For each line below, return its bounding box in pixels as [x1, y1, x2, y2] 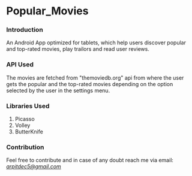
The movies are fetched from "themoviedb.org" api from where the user [6, 74, 184, 81]
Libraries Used [6, 102, 50, 110]
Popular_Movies [6, 4, 89, 18]
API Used [6, 60, 34, 69]
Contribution [6, 143, 44, 151]
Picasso [14, 116, 35, 123]
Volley [14, 122, 31, 129]
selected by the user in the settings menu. [6, 87, 110, 94]
